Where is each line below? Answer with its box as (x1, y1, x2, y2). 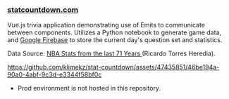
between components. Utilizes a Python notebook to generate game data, (7, 28, 222, 37)
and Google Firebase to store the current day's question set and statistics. (7, 36, 223, 44)
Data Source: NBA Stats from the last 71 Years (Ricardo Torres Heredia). (7, 49, 216, 58)
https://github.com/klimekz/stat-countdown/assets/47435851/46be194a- (7, 63, 220, 72)
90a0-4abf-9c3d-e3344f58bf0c (7, 70, 102, 79)
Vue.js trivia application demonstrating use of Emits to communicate (7, 21, 206, 29)
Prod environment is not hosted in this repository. (17, 84, 161, 93)
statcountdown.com (7, 5, 79, 15)
